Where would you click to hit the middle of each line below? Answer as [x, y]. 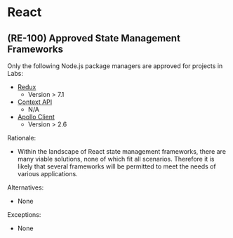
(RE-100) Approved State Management [94, 38]
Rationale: [22, 138]
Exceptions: [24, 214]
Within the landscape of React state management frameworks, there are [122, 151]
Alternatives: [26, 187]
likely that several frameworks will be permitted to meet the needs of [116, 166]
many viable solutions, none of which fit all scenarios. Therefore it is [116, 159]
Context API [35, 102]
